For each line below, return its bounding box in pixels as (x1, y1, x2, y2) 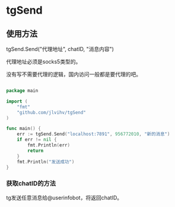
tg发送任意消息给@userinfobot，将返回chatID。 (6, 194, 123, 201)
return (27, 148, 44, 154)
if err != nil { (17, 137, 58, 143)
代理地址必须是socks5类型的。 (6, 58, 81, 65)
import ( (6, 98, 28, 104)
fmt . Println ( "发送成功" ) (17, 158, 75, 165)
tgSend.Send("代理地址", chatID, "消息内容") (6, 46, 114, 52)
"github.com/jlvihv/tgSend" (17, 109, 86, 116)
